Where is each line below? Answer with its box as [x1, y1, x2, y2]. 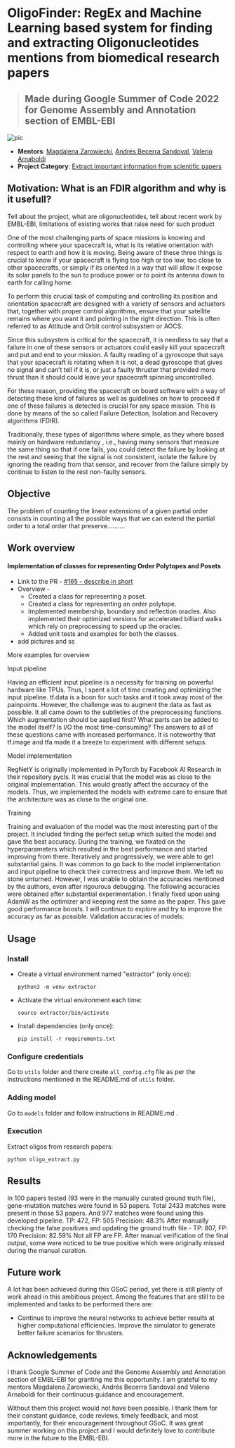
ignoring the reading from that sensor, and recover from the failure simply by [7, 460, 229, 468]
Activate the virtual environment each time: [17, 995, 142, 1004]
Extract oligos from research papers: [7, 1142, 114, 1151]
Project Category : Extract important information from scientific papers [17, 162, 222, 170]
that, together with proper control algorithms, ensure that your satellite [7, 306, 210, 315]
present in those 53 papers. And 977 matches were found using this [7, 1209, 203, 1217]
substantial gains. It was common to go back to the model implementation [7, 860, 221, 868]
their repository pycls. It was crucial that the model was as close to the [7, 773, 212, 781]
